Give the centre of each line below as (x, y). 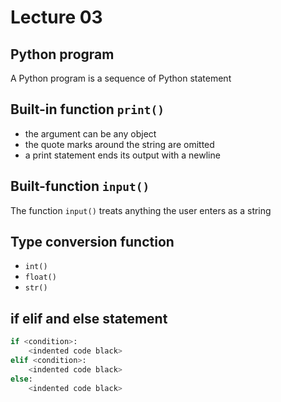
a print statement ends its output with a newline (122, 155)
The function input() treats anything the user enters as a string (141, 210)
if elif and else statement (89, 318)
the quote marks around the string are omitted (119, 144)
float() (40, 277)
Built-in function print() (87, 109)
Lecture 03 (56, 17)
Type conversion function (92, 242)
